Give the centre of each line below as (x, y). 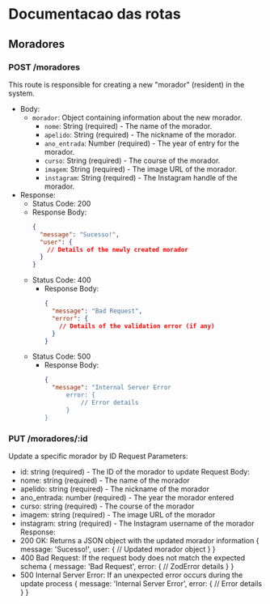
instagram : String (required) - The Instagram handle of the (141, 177)
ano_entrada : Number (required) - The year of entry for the (142, 143)
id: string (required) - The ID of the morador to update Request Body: (135, 471)
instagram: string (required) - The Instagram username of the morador (137, 523)
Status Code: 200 (61, 203)
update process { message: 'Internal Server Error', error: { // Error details (141, 583)
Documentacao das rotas (95, 14)
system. (21, 93)
